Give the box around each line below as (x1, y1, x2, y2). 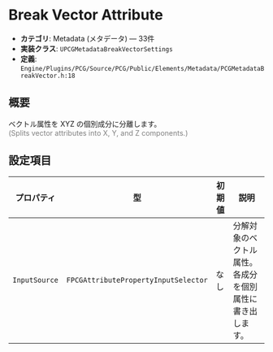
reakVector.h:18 (19, 72, 76, 80)
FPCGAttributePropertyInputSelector (66, 275, 209, 285)
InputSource (12, 275, 59, 285)
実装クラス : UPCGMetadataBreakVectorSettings (19, 43, 173, 54)
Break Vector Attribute (8, 6, 164, 24)
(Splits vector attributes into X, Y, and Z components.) (8, 128, 188, 137)
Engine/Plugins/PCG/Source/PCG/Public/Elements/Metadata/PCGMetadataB (19, 64, 265, 72)
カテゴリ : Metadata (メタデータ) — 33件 (19, 33, 155, 43)
